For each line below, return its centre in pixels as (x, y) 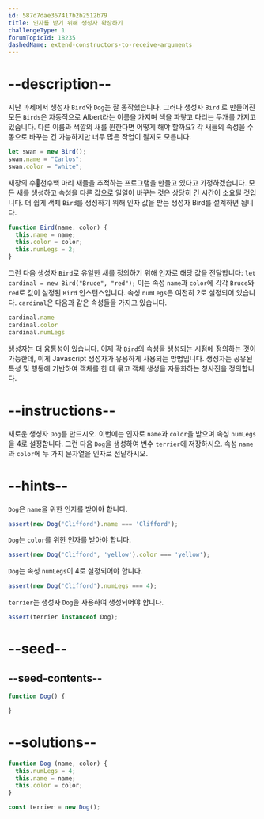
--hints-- (38, 486)
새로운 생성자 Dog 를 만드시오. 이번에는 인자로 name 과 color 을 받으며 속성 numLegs (132, 433)
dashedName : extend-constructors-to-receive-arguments (100, 45)
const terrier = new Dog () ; (55, 808)
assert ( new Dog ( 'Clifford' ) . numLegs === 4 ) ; (83, 586)
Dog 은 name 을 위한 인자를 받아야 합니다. (68, 509)
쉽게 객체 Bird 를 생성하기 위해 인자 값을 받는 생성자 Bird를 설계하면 (136, 202)
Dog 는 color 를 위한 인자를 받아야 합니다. (70, 540)
